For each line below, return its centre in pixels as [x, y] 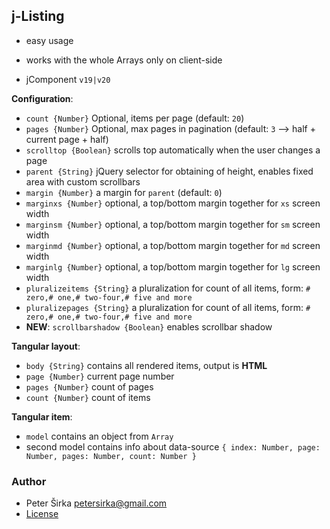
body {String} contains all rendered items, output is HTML [146, 365]
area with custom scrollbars [83, 181]
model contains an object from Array [99, 436]
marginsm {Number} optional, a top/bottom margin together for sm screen [173, 224]
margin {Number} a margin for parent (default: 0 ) [124, 192]
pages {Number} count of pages [89, 386]
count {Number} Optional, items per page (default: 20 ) [135, 118]
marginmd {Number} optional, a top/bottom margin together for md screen [173, 245]
